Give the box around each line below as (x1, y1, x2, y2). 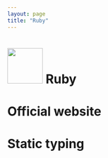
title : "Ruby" (7, 17, 49, 24)
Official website (7, 103, 102, 119)
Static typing (7, 136, 85, 152)
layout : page (7, 10, 46, 18)
